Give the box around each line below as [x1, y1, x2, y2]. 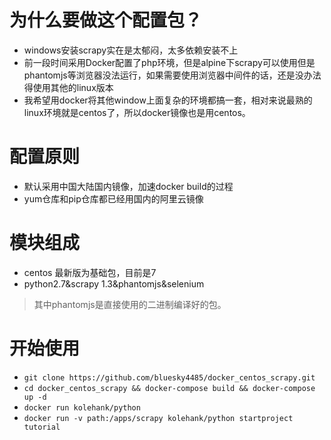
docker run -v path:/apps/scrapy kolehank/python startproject [23, 413, 294, 423]
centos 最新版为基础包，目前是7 [23, 266, 157, 278]
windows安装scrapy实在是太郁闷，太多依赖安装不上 [23, 44, 239, 56]
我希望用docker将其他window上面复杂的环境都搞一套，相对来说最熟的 [23, 94, 313, 106]
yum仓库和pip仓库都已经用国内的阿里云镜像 [23, 192, 204, 205]
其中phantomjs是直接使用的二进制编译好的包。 [33, 298, 227, 310]
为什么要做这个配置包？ [9, 9, 203, 32]
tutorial [23, 422, 61, 432]
